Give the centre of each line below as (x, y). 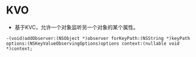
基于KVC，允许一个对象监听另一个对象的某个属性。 (77, 27)
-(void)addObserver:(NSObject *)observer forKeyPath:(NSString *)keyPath (98, 38)
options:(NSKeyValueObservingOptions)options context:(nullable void (93, 43)
